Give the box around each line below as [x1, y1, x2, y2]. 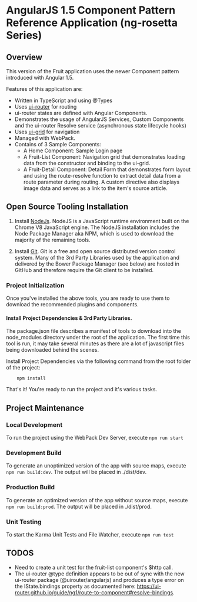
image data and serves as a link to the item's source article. [23, 185, 168, 192]
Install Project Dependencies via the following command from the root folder [6, 358, 191, 365]
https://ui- [136, 583, 162, 590]
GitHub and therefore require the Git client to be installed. [14, 266, 154, 273]
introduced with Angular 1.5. [6, 74, 74, 81]
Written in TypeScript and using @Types [14, 97, 113, 104]
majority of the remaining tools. [14, 236, 91, 243]
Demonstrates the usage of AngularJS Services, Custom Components [14, 116, 184, 123]
